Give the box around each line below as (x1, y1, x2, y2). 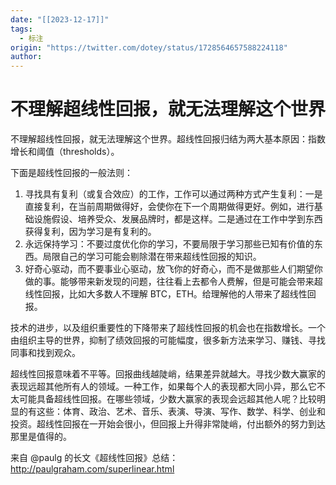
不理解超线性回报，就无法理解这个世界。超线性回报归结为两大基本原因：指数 (10, 133, 326, 145)
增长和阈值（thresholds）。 (10, 146, 120, 158)
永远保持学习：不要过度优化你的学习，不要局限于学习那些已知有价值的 (24, 238, 315, 250)
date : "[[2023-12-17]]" (10, 14, 110, 25)
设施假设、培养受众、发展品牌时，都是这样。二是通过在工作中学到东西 (33, 213, 323, 225)
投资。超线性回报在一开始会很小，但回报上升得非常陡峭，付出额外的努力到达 (10, 418, 326, 430)
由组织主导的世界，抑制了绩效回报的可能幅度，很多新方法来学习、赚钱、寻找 (10, 334, 326, 346)
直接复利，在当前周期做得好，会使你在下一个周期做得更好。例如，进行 (24, 201, 315, 213)
